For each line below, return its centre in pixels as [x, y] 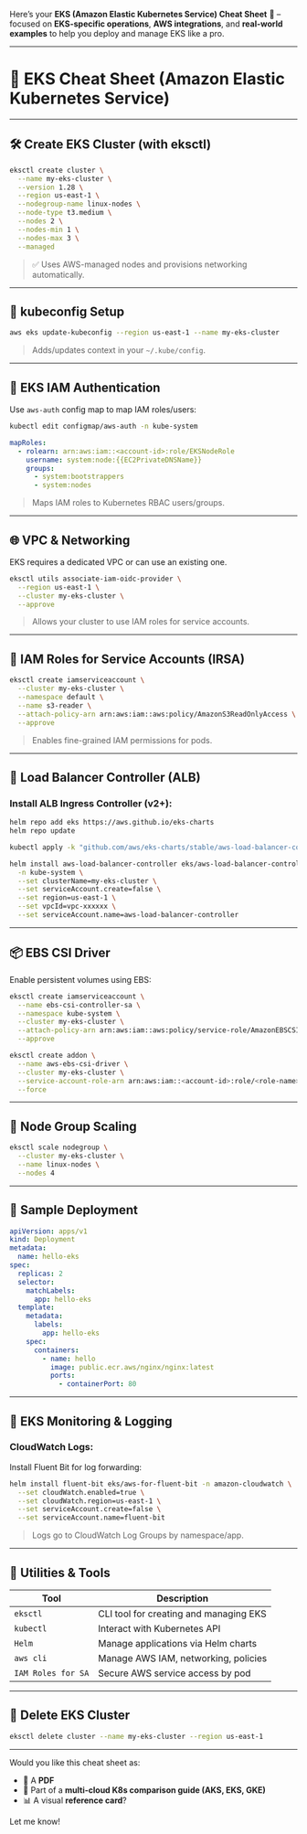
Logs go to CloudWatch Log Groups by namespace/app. [138, 1535]
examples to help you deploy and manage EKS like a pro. [117, 33]
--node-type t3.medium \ [65, 213]
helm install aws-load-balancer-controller [94, 864]
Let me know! [35, 1821]
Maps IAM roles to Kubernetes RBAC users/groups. [128, 503]
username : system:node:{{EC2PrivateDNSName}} [114, 460]
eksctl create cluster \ [57, 170]
